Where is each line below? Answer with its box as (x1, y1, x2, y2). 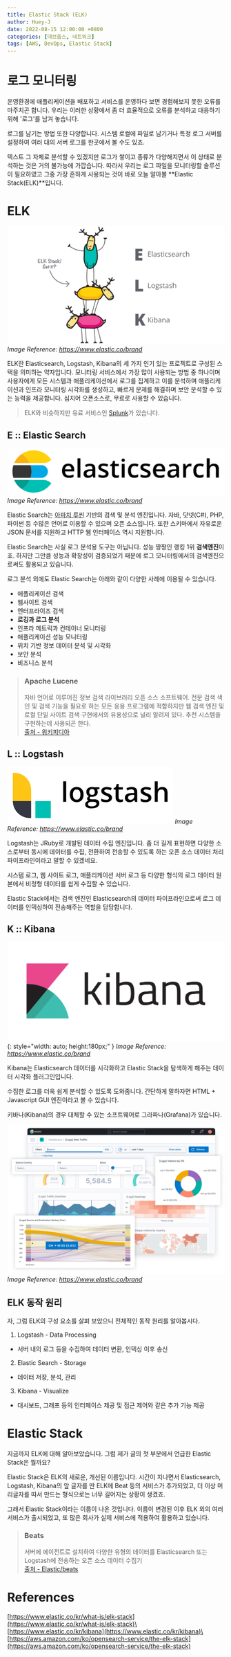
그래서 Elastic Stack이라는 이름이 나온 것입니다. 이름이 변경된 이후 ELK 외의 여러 (7, 1505, 224, 1513)
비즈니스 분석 (17, 659, 53, 667)
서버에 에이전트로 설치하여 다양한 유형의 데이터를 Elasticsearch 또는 (23, 1547, 208, 1556)
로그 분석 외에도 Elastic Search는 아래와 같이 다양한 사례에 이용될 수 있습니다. (7, 575, 217, 583)
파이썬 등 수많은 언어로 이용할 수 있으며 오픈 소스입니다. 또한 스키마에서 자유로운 (7, 520, 223, 528)
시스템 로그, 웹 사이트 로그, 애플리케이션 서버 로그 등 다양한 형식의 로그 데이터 (7, 870, 215, 879)
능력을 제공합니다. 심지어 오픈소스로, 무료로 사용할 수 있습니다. (14, 394, 182, 403)
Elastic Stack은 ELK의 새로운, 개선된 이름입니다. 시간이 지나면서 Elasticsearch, (7, 1472, 221, 1481)
